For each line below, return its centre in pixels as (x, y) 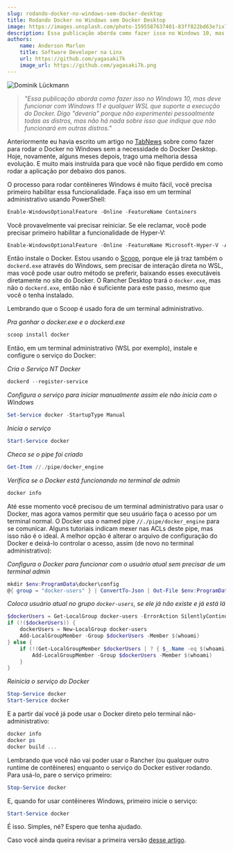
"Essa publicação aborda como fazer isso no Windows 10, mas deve (123, 99)
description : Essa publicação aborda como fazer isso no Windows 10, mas (116, 33)
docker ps (21, 740)
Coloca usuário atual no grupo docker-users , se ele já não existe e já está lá (116, 604)
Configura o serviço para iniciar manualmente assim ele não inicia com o (112, 395)
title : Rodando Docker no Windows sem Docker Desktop (87, 20)
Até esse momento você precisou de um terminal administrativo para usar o (115, 506)
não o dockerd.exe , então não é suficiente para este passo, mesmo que (109, 288)
